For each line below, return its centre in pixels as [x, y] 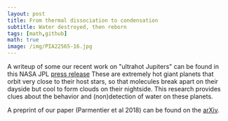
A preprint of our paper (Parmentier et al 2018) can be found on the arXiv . [113, 110]
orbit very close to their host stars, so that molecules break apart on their [113, 81]
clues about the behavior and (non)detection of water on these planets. [110, 96]
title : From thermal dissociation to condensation [83, 20]
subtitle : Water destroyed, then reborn [67, 27]
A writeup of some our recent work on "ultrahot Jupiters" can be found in [113, 66]
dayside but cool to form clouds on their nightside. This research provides [114, 89]
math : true [23, 40]
